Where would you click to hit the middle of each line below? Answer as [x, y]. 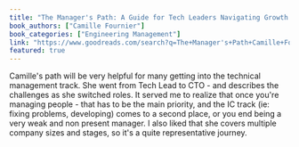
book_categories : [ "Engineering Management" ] [95, 34]
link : [19, 42]
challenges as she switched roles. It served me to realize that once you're [144, 95]
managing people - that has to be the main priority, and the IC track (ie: [139, 104]
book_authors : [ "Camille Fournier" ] [77, 26]
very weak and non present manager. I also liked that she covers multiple [143, 123]
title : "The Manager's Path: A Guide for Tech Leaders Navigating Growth [149, 17]
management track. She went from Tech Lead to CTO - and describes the [144, 86]
